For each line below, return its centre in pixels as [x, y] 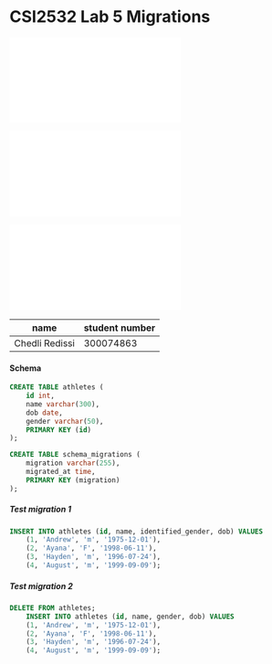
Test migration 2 [41, 585]
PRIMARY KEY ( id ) [59, 430]
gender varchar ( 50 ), [65, 421]
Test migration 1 [41, 510]
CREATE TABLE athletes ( [57, 387]
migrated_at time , [61, 472]
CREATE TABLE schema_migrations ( [75, 455]
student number [120, 328]
